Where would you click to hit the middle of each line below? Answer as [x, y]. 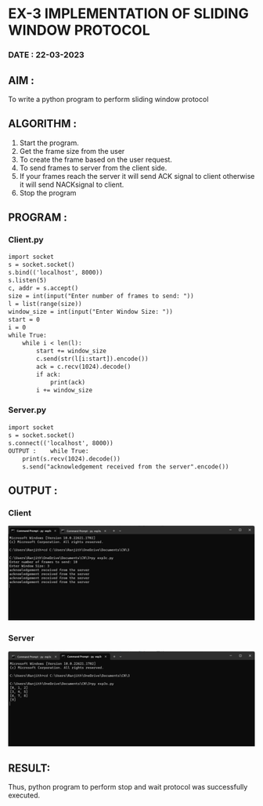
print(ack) [68, 383]
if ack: [49, 375]
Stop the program [48, 192]
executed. [24, 795]
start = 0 [24, 320]
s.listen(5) [27, 281]
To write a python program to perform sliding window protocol [108, 99]
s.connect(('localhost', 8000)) [61, 443]
